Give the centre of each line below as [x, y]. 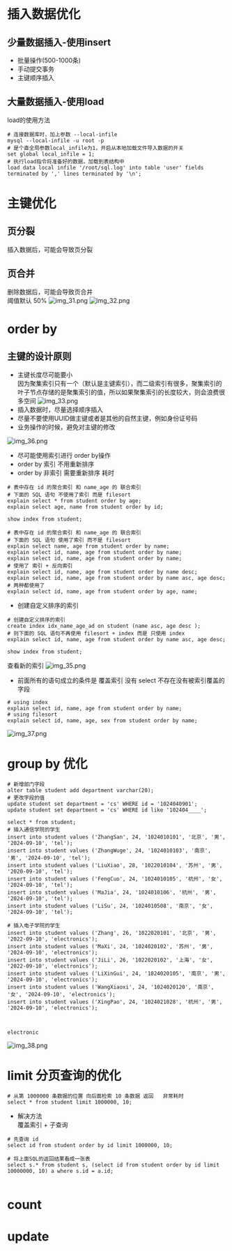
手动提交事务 [36, 69]
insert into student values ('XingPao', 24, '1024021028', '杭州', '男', [115, 1002]
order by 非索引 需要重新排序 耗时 [66, 472]
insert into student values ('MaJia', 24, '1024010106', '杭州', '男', [112, 892]
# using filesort [32, 714]
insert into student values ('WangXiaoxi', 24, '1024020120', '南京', [111, 987]
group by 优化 [47, 764]
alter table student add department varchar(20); [81, 790]
